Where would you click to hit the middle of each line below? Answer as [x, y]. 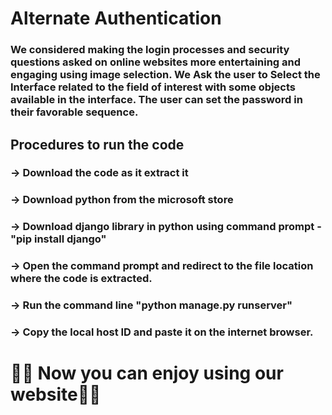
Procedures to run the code [97, 144]
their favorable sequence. [74, 112]
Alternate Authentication [116, 18]
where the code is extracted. [81, 279]
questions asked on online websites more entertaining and [156, 62]
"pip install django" [58, 239]
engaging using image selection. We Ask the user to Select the [165, 75]
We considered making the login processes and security [150, 50]
